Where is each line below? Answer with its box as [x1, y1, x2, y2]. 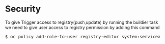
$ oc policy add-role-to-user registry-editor [5, 34, 119, 39]
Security [5, 3, 41, 15]
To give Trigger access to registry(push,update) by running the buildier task [5, 19, 158, 25]
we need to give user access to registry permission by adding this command [5, 24, 160, 30]
